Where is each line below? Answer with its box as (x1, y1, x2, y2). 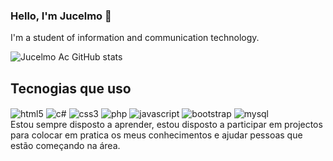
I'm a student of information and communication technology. (10, 32, 260, 44)
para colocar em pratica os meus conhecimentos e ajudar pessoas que (10, 129, 303, 141)
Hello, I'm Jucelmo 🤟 (10, 9, 112, 23)
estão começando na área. (10, 139, 121, 151)
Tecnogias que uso (10, 80, 132, 97)
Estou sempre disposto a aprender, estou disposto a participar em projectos (10, 118, 323, 130)
